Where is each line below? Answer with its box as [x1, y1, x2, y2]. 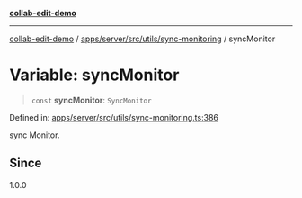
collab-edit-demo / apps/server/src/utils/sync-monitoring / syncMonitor [9, 33, 276, 44]
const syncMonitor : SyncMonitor [31, 94, 152, 105]
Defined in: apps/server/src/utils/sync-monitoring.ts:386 [9, 112, 218, 122]
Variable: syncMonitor [9, 65, 180, 85]
